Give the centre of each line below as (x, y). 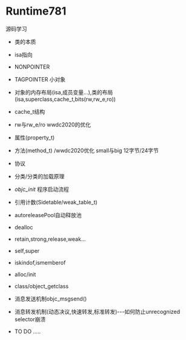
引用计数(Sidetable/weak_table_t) (56, 202)
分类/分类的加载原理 (39, 176)
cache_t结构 (30, 111)
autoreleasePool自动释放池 (48, 215)
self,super (27, 251)
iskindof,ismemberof (40, 262)
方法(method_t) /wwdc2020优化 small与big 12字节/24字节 (86, 150)
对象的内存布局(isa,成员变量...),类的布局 (64, 92)
